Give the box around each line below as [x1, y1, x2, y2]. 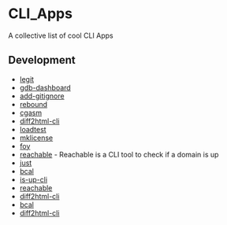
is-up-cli [19, 175, 48, 184]
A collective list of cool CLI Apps [8, 31, 113, 40]
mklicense [19, 133, 54, 142]
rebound [19, 99, 48, 109]
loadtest [19, 124, 47, 134]
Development [8, 53, 76, 67]
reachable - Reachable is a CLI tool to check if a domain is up [19, 149, 219, 159]
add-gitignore [19, 91, 65, 101]
